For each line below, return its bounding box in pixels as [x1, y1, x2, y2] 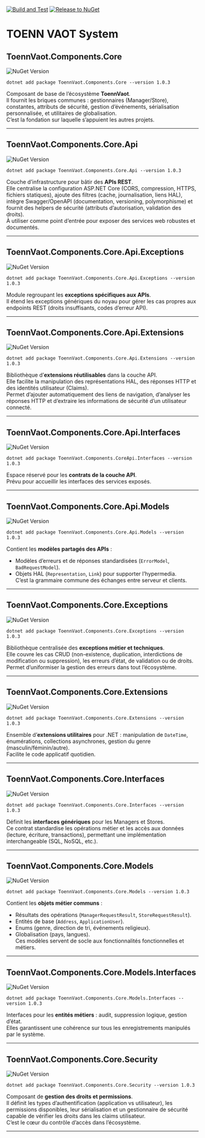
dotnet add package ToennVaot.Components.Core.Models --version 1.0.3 [6, 889, 190, 895]
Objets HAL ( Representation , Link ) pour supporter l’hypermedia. [15, 570, 177, 578]
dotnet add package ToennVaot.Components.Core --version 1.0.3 [6, 79, 171, 85]
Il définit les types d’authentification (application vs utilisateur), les [6, 1099, 173, 1106]
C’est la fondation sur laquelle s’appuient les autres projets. [6, 116, 155, 123]
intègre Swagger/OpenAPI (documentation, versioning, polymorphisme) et [6, 197, 193, 205]
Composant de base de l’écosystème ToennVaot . [6, 90, 131, 97]
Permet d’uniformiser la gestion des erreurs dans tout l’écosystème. [6, 663, 177, 671]
